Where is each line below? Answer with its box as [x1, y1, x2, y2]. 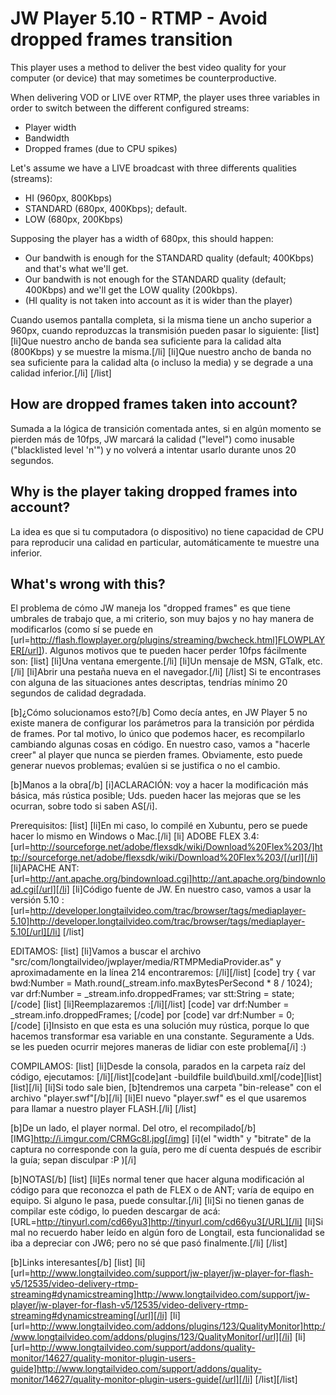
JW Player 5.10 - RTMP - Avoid [10, 7, 268, 30]
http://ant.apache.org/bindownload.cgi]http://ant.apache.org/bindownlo [29, 873, 326, 885]
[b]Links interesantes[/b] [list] [10, 1257, 133, 1269]
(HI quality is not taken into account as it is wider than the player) [24, 294, 293, 306]
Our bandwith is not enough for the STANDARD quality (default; [24, 273, 287, 285]
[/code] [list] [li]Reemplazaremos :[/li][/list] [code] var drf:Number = [10, 998, 290, 1011]
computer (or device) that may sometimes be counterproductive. [10, 72, 277, 84]
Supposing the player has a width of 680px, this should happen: [10, 232, 274, 244]
